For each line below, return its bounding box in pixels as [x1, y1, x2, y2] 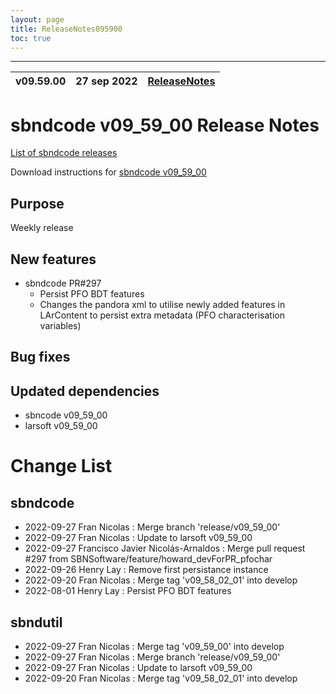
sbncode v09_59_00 [24, 409, 108, 421]
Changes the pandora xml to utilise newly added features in [39, 298, 286, 310]
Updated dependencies [10, 382, 160, 400]
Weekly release [10, 222, 74, 234]
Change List [10, 455, 113, 478]
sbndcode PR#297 [24, 277, 102, 289]
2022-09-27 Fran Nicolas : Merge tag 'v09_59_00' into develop [24, 640, 285, 652]
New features [10, 251, 97, 268]
